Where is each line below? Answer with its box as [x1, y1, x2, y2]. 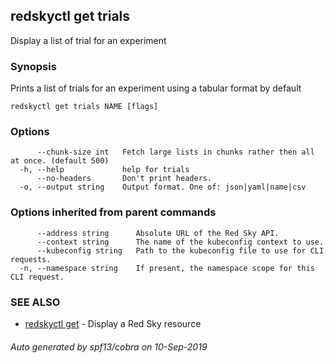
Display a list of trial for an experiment [10, 34, 167, 46]
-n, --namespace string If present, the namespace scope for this [19, 263, 315, 273]
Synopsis [10, 59, 57, 73]
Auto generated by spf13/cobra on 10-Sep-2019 [10, 340, 208, 353]
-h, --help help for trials [19, 165, 190, 175]
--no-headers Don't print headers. [36, 174, 213, 184]
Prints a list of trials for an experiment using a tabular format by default [10, 82, 302, 94]
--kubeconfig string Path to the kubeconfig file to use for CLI [36, 245, 325, 256]
